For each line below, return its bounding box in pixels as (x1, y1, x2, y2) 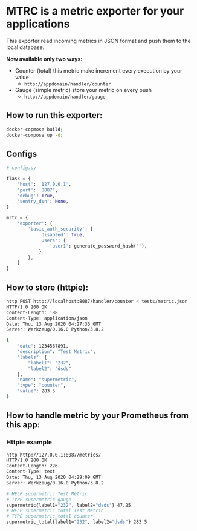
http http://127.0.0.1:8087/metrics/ (6, 452, 102, 458)
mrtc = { (6, 215, 28, 221)
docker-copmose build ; (6, 126, 63, 133)
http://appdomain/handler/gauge (24, 94, 106, 100)
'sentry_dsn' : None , (17, 198, 69, 204)
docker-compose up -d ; (6, 132, 63, 138)
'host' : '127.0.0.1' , (17, 182, 71, 188)
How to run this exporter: (6, 110, 103, 120)
